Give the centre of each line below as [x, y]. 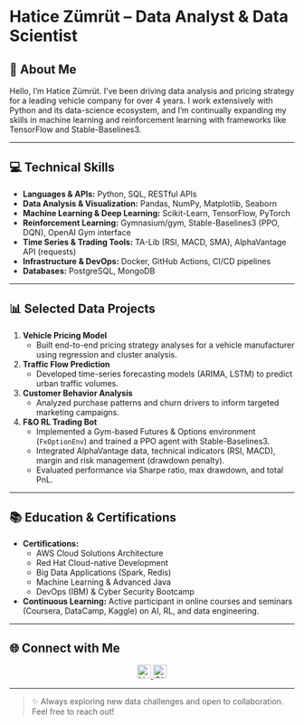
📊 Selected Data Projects [82, 309]
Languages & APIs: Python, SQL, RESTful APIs [109, 194]
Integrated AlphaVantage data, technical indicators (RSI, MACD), [156, 451]
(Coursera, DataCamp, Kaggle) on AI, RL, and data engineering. [141, 611]
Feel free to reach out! [73, 711]
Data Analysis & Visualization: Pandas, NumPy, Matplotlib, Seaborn [150, 203]
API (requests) [49, 252]
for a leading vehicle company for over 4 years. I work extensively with [141, 100]
